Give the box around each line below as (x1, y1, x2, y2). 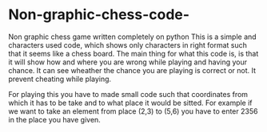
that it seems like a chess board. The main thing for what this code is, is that (8, 49, 259, 58)
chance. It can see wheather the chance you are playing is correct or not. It (8, 65, 257, 75)
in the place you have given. (8, 115, 102, 124)
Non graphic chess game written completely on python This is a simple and (8, 32, 257, 41)
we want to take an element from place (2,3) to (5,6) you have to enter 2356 (8, 106, 258, 116)
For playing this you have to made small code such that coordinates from (8, 89, 249, 99)
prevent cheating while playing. (8, 74, 112, 83)
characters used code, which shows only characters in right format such (8, 40, 248, 49)
